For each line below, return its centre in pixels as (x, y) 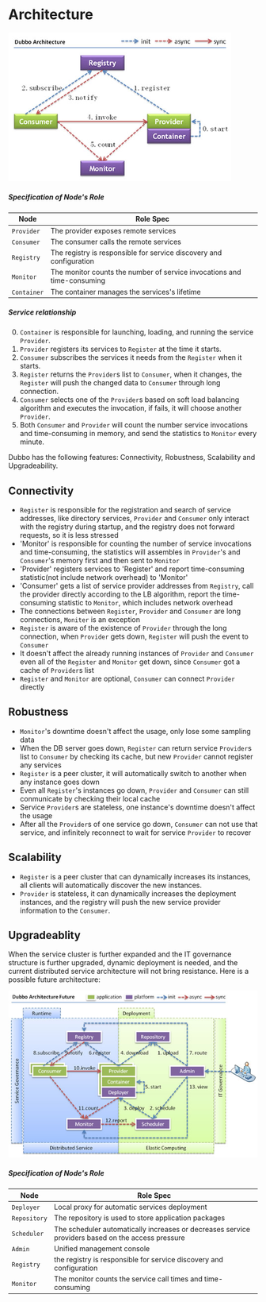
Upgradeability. (33, 466)
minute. (32, 442)
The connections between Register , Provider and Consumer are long (130, 611)
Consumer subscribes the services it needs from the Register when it (131, 357)
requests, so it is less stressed (69, 535)
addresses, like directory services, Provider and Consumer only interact (134, 518)
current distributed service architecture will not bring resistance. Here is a (129, 972)
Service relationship (42, 312)
